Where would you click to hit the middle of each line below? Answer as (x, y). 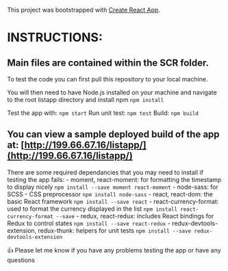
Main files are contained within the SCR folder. (108, 63)
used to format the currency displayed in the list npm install (92, 209)
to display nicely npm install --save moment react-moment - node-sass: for (113, 187)
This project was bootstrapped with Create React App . (84, 10)
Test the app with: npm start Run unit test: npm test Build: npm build (103, 113)
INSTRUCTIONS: (55, 38)
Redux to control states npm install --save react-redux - (89, 223)
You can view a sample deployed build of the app (114, 134)
